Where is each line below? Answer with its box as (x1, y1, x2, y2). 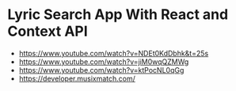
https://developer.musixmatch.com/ (18, 74, 136, 83)
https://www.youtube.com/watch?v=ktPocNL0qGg (18, 65, 185, 74)
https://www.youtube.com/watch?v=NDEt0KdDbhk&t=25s (18, 48, 209, 58)
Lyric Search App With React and (7, 6, 229, 24)
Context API (7, 22, 88, 40)
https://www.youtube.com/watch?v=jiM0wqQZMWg (18, 57, 189, 66)
